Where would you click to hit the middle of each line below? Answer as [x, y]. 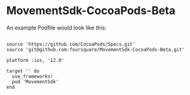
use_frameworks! [32, 76]
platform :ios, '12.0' [35, 60]
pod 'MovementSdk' [36, 82]
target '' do [23, 71]
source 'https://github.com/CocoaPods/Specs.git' [71, 44]
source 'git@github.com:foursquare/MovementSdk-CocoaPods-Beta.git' [96, 50]
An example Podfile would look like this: [56, 28]
